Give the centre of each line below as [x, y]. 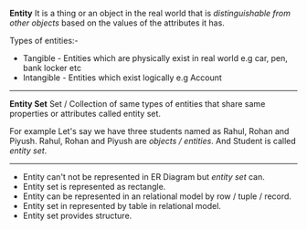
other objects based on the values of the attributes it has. [117, 23]
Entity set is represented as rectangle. [94, 187]
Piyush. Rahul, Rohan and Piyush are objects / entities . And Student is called [153, 141]
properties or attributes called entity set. [85, 114]
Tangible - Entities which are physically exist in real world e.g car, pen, [155, 58]
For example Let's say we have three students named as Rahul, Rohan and [149, 131]
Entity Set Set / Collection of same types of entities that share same [138, 104]
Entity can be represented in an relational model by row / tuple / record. [157, 196]
